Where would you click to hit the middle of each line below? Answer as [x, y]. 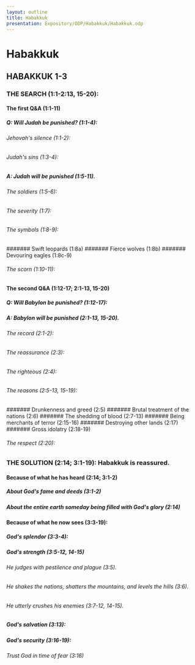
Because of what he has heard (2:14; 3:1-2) [62, 477]
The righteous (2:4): [31, 371]
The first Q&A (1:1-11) [34, 109]
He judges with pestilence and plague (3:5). [62, 567]
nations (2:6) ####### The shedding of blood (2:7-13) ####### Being [95, 416]
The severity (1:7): [29, 211]
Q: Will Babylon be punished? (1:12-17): [57, 302]
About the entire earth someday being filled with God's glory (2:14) [93, 507]
